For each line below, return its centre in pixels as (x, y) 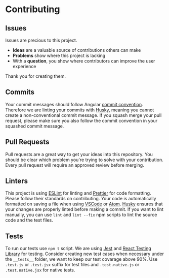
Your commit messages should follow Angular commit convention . (74, 104)
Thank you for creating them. (35, 76)
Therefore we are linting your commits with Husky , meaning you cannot (80, 110)
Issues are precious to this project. (41, 40)
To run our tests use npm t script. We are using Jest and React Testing (78, 249)
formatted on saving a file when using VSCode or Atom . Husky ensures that (84, 204)
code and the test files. (29, 220)
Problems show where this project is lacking (59, 55)
